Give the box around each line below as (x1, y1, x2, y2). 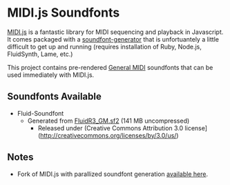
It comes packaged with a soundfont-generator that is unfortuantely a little (7, 35, 220, 43)
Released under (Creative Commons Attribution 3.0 (37, 123, 184, 132)
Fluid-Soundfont (17, 109, 64, 117)
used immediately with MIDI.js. (7, 71, 95, 79)
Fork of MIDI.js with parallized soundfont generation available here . (17, 170, 209, 178)
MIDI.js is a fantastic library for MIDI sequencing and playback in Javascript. (7, 28, 224, 36)
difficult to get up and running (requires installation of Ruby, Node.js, (7, 42, 202, 51)
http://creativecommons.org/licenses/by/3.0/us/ (40, 131, 177, 139)
